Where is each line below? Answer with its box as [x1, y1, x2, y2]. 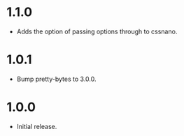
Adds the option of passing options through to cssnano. [16, 27, 178, 36]
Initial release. [16, 122, 57, 130]
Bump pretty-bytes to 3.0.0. [16, 75, 97, 83]
